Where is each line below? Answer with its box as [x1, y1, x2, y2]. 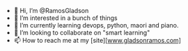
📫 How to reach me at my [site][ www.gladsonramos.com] [13, 37, 181, 44]
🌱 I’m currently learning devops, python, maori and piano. [13, 21, 179, 29]
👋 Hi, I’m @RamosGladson [13, 7, 89, 14]
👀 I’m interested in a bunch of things [13, 14, 118, 22]
